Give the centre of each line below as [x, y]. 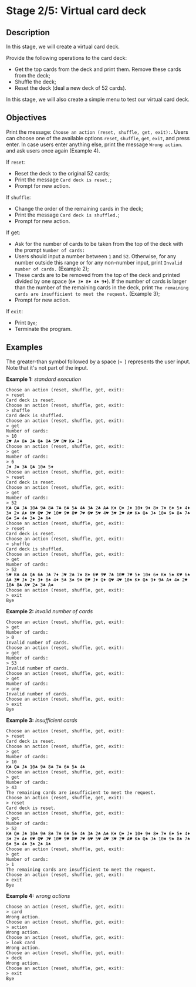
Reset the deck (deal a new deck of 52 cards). [70, 88]
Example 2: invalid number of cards [50, 611]
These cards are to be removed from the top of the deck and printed [97, 275]
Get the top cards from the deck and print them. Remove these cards [98, 69]
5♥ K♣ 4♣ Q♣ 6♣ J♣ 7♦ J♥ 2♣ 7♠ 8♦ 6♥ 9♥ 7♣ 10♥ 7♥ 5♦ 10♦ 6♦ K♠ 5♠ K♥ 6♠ [98, 574]
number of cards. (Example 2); [52, 269]
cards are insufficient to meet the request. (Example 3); [87, 293]
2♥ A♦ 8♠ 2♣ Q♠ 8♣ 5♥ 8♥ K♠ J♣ [44, 441]
